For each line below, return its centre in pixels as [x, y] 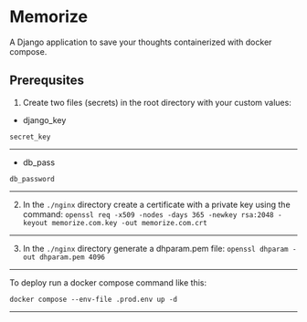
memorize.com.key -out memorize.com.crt [129, 223]
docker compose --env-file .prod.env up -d [94, 299]
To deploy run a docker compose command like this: [108, 282]
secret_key [30, 137]
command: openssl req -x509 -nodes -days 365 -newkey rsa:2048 [148, 214]
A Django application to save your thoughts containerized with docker [141, 42]
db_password [32, 179]
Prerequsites [47, 81]
